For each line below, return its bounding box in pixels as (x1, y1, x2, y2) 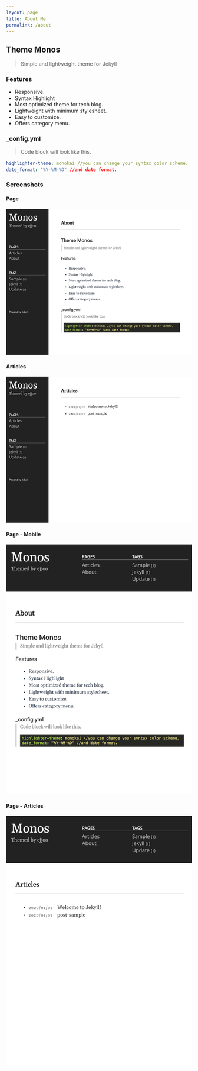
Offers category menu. (14, 120, 70, 127)
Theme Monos (6, 44, 61, 54)
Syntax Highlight (14, 95, 55, 102)
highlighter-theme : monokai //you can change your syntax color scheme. (6, 160, 189, 166)
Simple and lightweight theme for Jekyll (20, 60, 117, 67)
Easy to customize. (14, 114, 61, 121)
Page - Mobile (6, 530, 41, 538)
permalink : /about (6, 22, 51, 28)
